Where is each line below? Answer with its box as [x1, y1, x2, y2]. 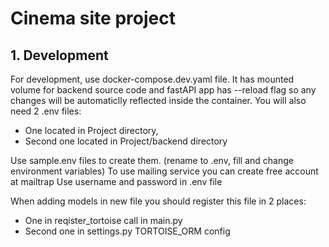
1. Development [10, 47, 109, 64]
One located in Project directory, [24, 125, 159, 136]
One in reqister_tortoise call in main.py [24, 215, 183, 226]
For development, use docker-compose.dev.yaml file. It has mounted [10, 73, 295, 85]
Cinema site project [10, 7, 176, 30]
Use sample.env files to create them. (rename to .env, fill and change [10, 155, 294, 166]
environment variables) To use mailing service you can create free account [10, 165, 319, 177]
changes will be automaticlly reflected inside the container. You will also [10, 95, 307, 106]
